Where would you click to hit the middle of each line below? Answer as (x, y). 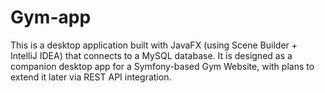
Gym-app (51, 17)
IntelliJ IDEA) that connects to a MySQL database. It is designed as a (151, 55)
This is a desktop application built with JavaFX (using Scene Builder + (154, 45)
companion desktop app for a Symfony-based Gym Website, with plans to (162, 66)
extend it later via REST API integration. (91, 77)
